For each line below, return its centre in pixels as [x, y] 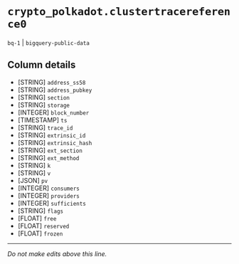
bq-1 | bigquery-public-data [49, 42]
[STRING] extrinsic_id [52, 135]
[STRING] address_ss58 [52, 82]
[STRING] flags [41, 211]
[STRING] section [43, 97]
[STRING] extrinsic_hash [55, 142]
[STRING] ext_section [50, 150]
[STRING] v [34, 173]
